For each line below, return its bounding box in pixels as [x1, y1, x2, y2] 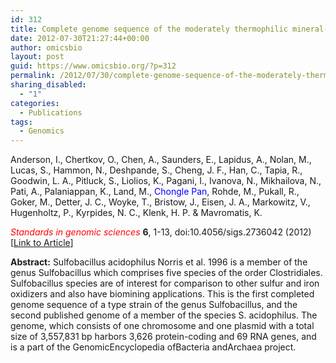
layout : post [10, 52, 65, 62]
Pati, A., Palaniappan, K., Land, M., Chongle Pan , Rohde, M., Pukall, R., [10, 186, 300, 198]
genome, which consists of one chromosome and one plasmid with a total [10, 320, 315, 332]
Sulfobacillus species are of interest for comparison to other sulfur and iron [10, 277, 320, 290]
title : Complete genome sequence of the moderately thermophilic [10, 24, 288, 34]
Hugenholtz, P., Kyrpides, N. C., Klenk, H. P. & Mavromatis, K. [10, 207, 263, 219]
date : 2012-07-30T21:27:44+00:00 [10, 33, 150, 43]
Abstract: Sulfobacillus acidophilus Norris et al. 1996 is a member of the [10, 256, 308, 268]
